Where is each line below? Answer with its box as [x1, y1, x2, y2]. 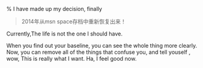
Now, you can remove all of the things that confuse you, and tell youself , [6, 48, 191, 56]
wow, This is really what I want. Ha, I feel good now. [6, 55, 137, 62]
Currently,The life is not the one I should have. [6, 30, 123, 37]
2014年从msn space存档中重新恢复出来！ [21, 18, 126, 25]
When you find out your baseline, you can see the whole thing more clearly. [6, 42, 197, 49]
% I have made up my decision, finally [6, 6, 102, 12]
